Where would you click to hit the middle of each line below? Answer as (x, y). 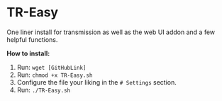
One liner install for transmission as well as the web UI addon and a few (111, 32)
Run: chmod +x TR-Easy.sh (55, 75)
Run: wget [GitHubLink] (51, 67)
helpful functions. (32, 39)
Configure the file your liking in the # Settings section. (96, 82)
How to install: (28, 53)
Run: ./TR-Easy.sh (44, 90)
